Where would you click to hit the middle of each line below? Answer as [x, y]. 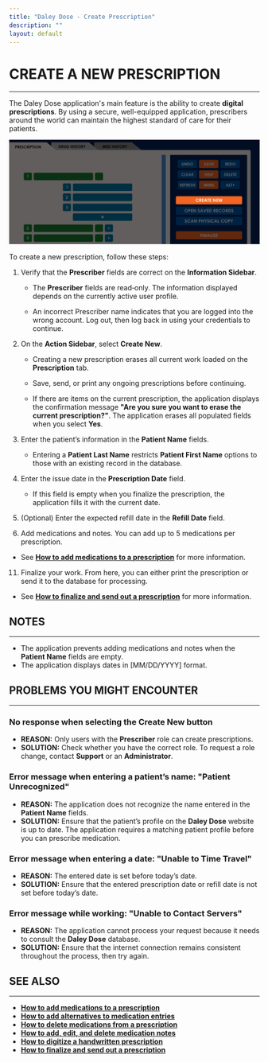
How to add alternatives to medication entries [98, 1016]
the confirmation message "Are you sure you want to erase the [137, 407]
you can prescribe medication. [70, 838]
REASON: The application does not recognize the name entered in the [135, 804]
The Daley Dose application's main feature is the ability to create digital [126, 103]
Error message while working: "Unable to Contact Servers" [126, 913]
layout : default [36, 33]
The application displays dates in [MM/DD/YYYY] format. [114, 665]
